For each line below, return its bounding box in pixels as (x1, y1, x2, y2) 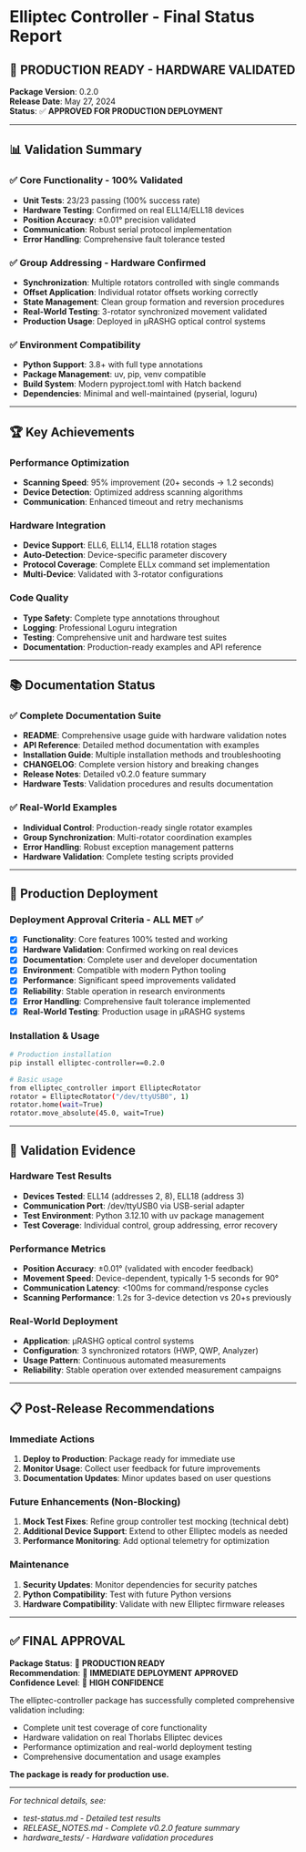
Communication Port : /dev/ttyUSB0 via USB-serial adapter (22, 1200, 245, 1211)
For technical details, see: (9, 1795, 107, 1806)
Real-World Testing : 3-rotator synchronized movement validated (22, 305, 268, 316)
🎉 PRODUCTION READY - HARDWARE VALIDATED (9, 62, 296, 77)
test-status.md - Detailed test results (22, 1812, 161, 1824)
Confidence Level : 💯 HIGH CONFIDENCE (9, 1677, 165, 1688)
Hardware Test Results (9, 1169, 112, 1182)
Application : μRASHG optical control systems (22, 1335, 195, 1346)
